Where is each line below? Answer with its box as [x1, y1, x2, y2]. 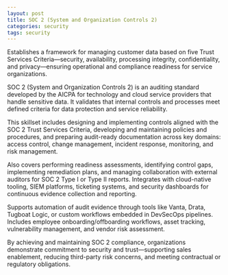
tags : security [7, 29, 51, 36]
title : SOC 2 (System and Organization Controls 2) [7, 16, 157, 23]
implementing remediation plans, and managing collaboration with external [7, 168, 218, 176]
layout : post [7, 10, 45, 17]
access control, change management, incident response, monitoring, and [7, 140, 214, 148]
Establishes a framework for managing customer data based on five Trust [7, 48, 214, 56]
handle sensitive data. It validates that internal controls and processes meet [7, 97, 220, 106]
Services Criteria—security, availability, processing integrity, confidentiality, [7, 56, 220, 64]
